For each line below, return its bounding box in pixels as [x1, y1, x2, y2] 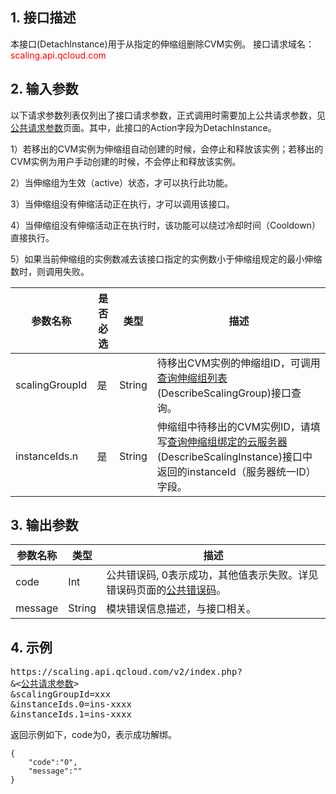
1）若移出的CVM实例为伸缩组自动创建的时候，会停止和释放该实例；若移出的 [10, 143, 324, 155]
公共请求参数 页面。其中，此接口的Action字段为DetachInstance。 [10, 121, 277, 133]
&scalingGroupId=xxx [10, 689, 112, 700]
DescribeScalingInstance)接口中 [161, 449, 313, 463]
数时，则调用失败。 [10, 265, 90, 277]
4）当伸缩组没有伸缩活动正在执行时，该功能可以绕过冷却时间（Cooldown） [10, 219, 321, 231]
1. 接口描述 [10, 9, 77, 27]
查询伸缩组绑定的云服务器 [166, 434, 288, 448]
